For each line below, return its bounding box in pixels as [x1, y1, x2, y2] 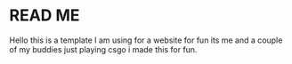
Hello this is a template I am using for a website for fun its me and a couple [9, 35, 283, 45]
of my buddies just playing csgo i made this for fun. [9, 44, 198, 54]
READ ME [9, 5, 80, 26]
